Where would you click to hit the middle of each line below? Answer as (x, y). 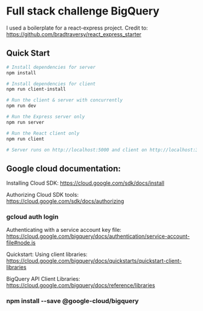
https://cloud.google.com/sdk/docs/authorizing (65, 201)
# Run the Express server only (46, 117)
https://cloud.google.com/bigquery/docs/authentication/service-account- (98, 236)
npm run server (25, 122)
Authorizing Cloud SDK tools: (43, 195)
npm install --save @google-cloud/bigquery (72, 301)
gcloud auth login (32, 217)
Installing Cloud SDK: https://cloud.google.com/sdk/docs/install (85, 183)
